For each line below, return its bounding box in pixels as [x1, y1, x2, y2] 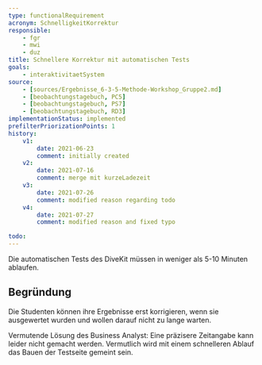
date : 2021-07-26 [37, 188, 94, 197]
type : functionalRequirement [8, 11, 105, 20]
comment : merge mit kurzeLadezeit [37, 174, 151, 182]
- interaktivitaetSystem [22, 71, 105, 79]
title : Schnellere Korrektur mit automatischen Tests [8, 56, 191, 64]
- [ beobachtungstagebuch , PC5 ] [22, 93, 126, 101]
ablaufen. [8, 263, 40, 272]
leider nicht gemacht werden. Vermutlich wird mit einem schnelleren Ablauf [8, 339, 255, 348]
